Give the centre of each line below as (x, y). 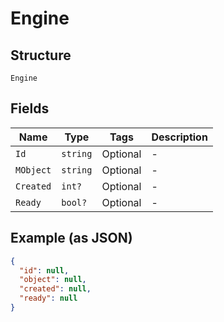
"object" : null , (53, 280)
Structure (41, 55)
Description (179, 137)
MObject (33, 170)
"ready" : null (48, 298)
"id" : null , (44, 270)
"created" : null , (55, 289)
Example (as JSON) (71, 238)
